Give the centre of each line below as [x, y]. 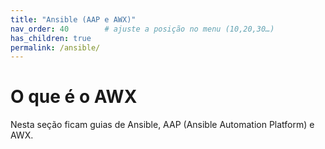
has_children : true [51, 38]
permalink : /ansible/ [55, 47]
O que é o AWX [74, 97]
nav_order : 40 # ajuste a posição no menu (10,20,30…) [142, 29]
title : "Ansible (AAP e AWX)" [73, 19]
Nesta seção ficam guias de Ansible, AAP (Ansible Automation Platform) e [162, 125]
